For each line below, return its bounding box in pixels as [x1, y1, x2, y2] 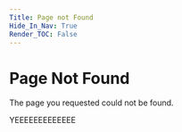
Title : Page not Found [9, 12, 94, 22]
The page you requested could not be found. [9, 97, 174, 108]
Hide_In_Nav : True [9, 21, 78, 30]
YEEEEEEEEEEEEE [9, 115, 76, 126]
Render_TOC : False [9, 29, 78, 38]
